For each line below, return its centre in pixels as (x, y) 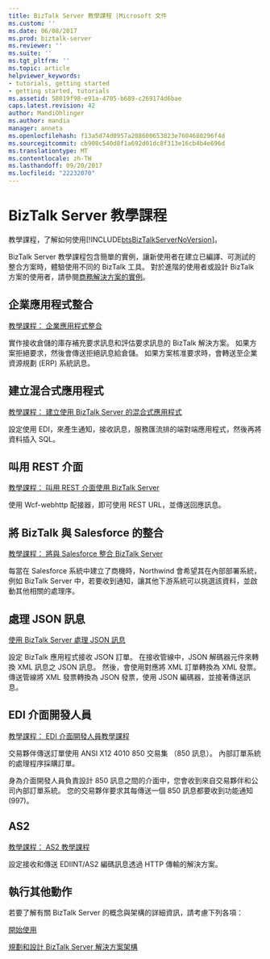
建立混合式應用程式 (56, 391)
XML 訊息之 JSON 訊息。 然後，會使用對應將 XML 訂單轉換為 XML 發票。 (139, 667)
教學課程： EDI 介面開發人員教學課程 (69, 736)
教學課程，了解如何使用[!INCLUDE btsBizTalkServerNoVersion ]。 (115, 240)
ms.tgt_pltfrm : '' (39, 61)
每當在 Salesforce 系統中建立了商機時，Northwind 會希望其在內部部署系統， (135, 571)
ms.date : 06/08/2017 (43, 31)
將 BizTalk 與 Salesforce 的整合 (86, 533)
